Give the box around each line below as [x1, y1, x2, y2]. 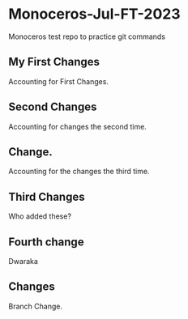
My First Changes [8, 55, 100, 69]
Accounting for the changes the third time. [8, 167, 150, 177]
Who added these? [8, 211, 71, 221]
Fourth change [8, 235, 84, 249]
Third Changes [8, 189, 85, 203]
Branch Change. [8, 301, 63, 311]
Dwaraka [8, 257, 39, 266]
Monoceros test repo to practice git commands [8, 32, 166, 41]
